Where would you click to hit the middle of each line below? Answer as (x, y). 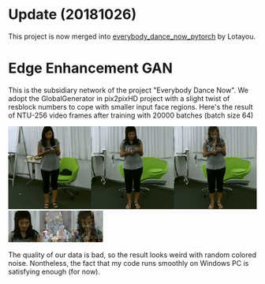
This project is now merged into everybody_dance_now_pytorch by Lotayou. (132, 36)
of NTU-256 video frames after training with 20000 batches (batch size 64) (131, 115)
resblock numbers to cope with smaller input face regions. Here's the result (131, 106)
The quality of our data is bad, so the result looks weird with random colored (132, 255)
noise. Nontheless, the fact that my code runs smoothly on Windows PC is (129, 263)
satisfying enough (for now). (54, 271)
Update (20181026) (73, 15)
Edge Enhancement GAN (91, 68)
